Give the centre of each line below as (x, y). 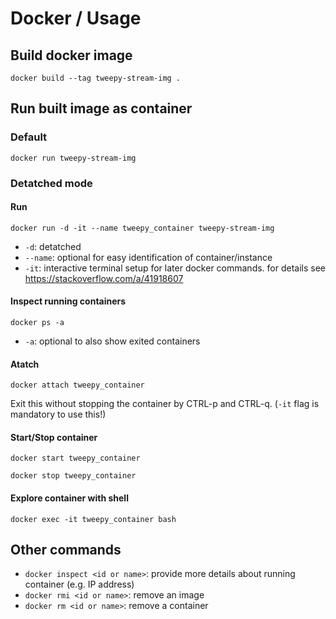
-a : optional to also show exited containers (112, 341)
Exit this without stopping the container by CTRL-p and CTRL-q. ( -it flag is (165, 404)
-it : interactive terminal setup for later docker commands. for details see (175, 268)
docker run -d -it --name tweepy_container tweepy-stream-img (142, 228)
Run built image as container (101, 108)
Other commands (66, 550)
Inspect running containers (68, 301)
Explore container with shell (69, 498)
